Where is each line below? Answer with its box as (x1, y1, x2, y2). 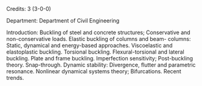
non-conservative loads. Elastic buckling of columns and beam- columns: (6, 35, 191, 42)
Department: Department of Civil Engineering (6, 17, 120, 24)
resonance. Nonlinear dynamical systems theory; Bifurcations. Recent (6, 68, 181, 75)
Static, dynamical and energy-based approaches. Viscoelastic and (6, 42, 173, 49)
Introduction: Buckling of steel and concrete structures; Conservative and (6, 29, 190, 36)
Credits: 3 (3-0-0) (6, 5, 52, 12)
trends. (6, 74, 24, 81)
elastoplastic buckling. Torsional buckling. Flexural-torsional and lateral (6, 48, 184, 56)
